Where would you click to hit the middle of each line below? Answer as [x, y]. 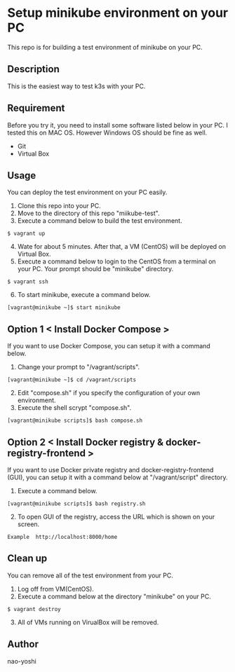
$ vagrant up [26, 234]
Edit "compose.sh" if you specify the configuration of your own [109, 393]
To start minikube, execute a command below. [84, 295]
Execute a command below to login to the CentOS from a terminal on [116, 261]
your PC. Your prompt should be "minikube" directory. [95, 269]
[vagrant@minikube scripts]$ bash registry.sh [76, 504]
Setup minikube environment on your [118, 13]
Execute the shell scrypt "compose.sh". [74, 408]
